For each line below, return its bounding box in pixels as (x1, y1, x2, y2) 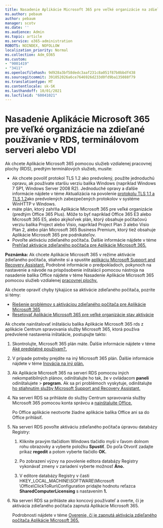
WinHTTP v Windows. (12, 201, 56, 207)
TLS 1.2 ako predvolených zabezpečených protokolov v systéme (12, 196, 140, 202)
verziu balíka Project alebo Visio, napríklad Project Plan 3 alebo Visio (12, 222, 149, 228)
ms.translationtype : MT (5, 79, 53, 84)
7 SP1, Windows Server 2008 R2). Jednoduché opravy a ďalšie (12, 185, 138, 192)
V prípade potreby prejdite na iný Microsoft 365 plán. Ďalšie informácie (12, 355, 154, 362)
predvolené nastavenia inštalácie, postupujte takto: (5, 331, 107, 337)
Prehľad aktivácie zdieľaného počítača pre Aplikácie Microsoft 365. (12, 242, 147, 248)
